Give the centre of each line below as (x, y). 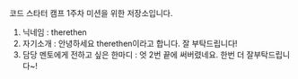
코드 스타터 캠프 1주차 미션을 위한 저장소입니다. (91, 13)
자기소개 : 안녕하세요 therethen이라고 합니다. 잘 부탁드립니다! (130, 44)
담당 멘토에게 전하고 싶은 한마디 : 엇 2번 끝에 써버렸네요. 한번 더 (133, 55)
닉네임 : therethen (54, 32)
